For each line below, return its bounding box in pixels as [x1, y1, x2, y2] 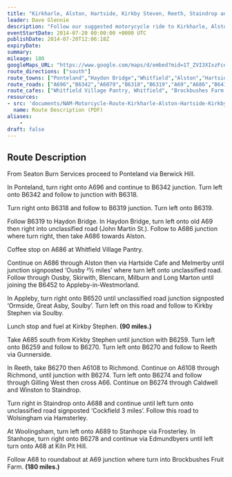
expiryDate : [7, 42, 41, 49]
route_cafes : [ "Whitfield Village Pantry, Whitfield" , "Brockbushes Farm [7, 87, 224, 94]
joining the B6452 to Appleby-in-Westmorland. [7, 281, 140, 289]
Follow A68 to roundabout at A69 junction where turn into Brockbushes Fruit [7, 456, 224, 464]
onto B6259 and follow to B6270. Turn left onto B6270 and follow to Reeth [7, 343, 217, 351]
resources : [7, 94, 39, 101]
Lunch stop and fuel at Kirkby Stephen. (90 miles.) [7, 322, 152, 330]
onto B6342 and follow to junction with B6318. [7, 191, 139, 199]
